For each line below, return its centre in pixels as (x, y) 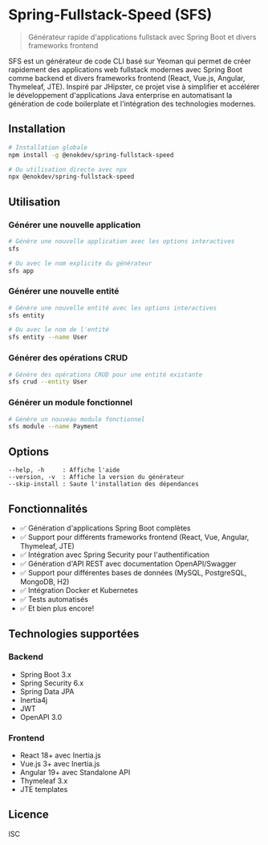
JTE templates (44, 789)
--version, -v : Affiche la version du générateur (96, 477)
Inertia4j (34, 700)
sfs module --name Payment (53, 427)
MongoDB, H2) (45, 581)
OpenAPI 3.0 (41, 717)
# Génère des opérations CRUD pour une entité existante (106, 375)
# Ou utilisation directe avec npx (68, 169)
